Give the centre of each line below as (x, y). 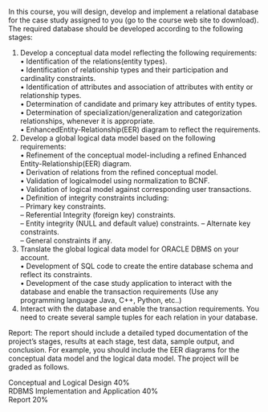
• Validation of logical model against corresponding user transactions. (136, 189)
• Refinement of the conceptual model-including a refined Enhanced (133, 155)
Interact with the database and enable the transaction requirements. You (139, 309)
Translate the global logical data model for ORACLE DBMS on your (129, 249)
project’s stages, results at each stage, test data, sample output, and (122, 341)
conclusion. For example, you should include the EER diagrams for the (124, 350)
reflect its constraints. (56, 275)
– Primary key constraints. (63, 206)
